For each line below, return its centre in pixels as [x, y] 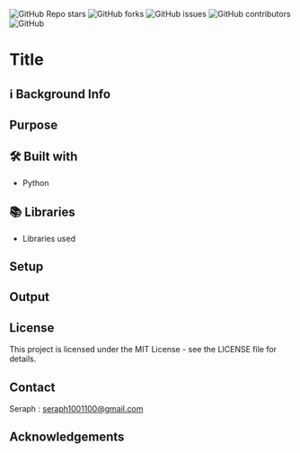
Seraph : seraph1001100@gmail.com [76, 409]
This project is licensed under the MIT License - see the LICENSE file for [143, 350]
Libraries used [49, 238]
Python [35, 182]
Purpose [34, 124]
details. [23, 359]
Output [29, 297]
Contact [32, 387]
